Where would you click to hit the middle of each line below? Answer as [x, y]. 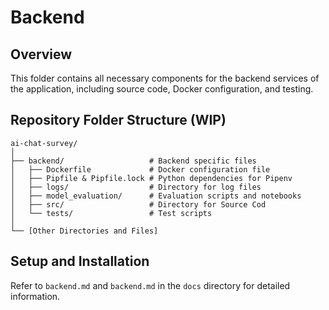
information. [35, 296]
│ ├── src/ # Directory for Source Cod [138, 204]
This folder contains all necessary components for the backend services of [165, 78]
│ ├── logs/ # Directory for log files [136, 187]
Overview [41, 54]
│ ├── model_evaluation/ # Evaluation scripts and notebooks [156, 196]
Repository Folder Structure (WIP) [118, 120]
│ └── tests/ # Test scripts [111, 213]
